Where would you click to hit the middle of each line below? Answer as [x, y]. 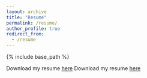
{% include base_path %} [38, 57]
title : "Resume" [26, 17]
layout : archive [26, 12]
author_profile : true [33, 28]
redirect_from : [25, 34]
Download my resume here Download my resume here [73, 68]
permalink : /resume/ [32, 23]
